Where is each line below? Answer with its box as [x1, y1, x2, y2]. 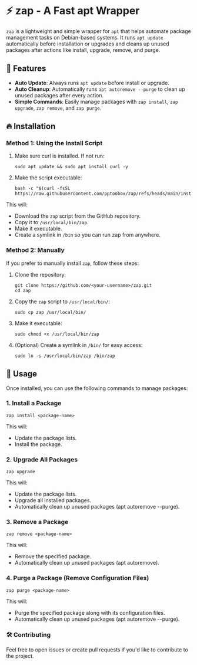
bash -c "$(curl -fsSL [14, 186, 71, 192]
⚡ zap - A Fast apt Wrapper [6, 4, 140, 18]
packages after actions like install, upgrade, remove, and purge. [6, 46, 161, 53]
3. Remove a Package [6, 518, 69, 526]
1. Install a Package [6, 399, 62, 407]
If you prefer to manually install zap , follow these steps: [6, 260, 139, 267]
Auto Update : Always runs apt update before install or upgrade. [14, 79, 169, 86]
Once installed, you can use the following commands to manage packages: [6, 384, 188, 392]
